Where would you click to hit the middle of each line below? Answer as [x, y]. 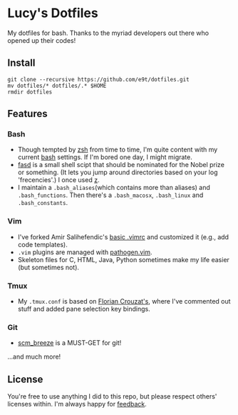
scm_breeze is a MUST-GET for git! [69, 343]
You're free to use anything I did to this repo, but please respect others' [112, 396]
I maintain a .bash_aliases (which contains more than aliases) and [114, 188]
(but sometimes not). [48, 267]
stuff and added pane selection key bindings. [84, 309]
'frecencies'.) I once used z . [58, 180]
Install [21, 63]
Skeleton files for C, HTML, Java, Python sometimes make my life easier [124, 259]
